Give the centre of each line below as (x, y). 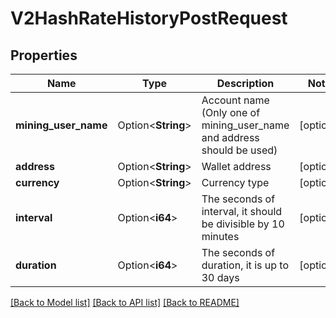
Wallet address (236, 166)
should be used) (239, 150)
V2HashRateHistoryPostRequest (149, 18)
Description (245, 83)
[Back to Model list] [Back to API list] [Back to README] (125, 302)
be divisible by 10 (243, 224)
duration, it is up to (245, 265)
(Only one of (231, 112)
